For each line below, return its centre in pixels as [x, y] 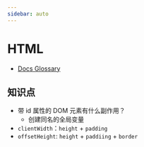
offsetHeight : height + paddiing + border [78, 136]
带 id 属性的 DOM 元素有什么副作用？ [71, 111]
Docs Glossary [39, 69]
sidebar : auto [28, 14]
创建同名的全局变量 [56, 119]
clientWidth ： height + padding [62, 129]
